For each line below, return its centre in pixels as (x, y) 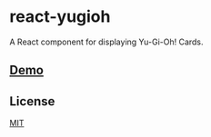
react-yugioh (60, 17)
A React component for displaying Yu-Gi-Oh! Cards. (106, 42)
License (32, 101)
